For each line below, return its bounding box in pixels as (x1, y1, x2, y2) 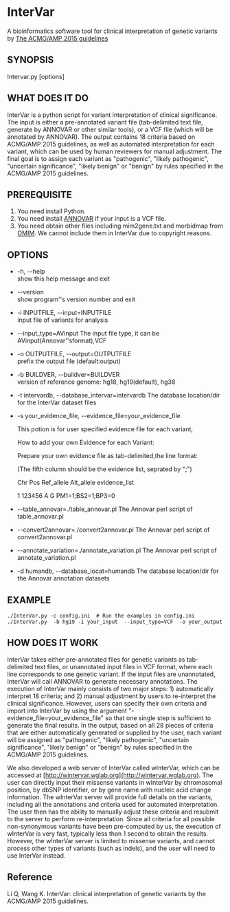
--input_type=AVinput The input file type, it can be (16, 329, 160, 338)
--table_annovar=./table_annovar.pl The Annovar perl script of (16, 505, 194, 513)
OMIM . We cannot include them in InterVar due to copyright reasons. (16, 229, 212, 237)
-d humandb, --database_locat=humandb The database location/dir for (16, 567, 219, 575)
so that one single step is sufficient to (105, 713, 211, 722)
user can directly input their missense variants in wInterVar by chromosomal (7, 778, 222, 786)
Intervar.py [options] (7, 72, 65, 80)
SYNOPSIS (7, 54, 54, 66)
